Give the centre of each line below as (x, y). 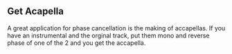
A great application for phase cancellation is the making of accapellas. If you (116, 28)
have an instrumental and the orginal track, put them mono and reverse (108, 35)
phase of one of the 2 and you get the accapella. (77, 43)
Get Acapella (36, 11)
